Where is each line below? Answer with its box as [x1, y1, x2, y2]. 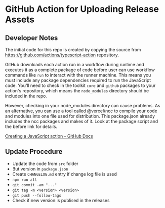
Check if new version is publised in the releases [12, 197, 110, 203]
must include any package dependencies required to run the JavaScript [5, 78, 151, 83]
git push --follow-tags [12, 193, 62, 198]
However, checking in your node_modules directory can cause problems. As [5, 103, 161, 108]
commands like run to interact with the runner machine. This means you [5, 72, 151, 78]
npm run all [12, 177, 37, 182]
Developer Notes [5, 34, 58, 42]
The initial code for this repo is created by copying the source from [5, 47, 141, 52]
